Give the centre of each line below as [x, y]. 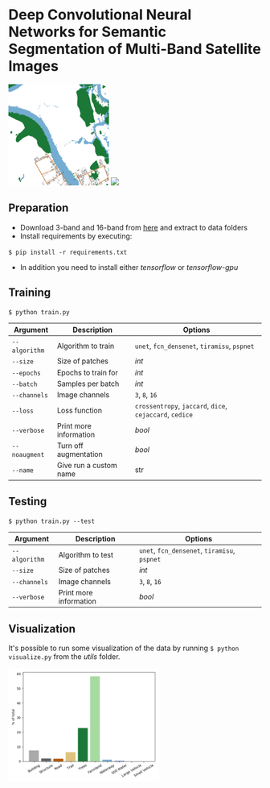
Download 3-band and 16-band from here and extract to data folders [133, 227]
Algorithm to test [86, 554]
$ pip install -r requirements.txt [68, 252]
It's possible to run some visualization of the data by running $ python [124, 648]
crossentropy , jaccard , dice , [181, 406]
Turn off [70, 446]
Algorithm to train [86, 346]
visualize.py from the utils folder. [64, 657]
